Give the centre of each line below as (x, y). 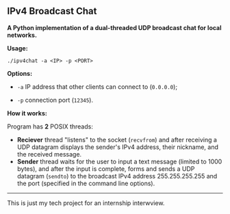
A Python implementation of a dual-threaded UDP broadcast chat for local (114, 27)
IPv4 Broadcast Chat (52, 11)
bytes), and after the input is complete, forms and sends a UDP (106, 169)
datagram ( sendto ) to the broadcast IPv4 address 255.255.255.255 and (117, 176)
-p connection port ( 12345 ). (55, 100)
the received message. (49, 154)
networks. (22, 35)
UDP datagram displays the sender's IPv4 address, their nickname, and (118, 147)
